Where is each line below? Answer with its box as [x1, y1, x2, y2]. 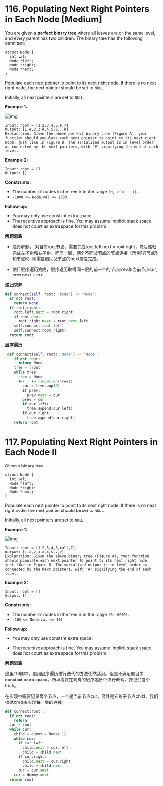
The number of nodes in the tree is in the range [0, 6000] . [12, 611, 129, 617]
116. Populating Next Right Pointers [5, 3, 150, 15]
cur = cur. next [18, 768, 49, 773]
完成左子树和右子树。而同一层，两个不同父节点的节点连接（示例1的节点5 [12, 250, 158, 255]
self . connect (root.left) [14, 323, 64, 328]
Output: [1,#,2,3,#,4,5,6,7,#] [5, 127, 69, 132]
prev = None [18, 375, 42, 380]
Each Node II [5, 446, 57, 458]
